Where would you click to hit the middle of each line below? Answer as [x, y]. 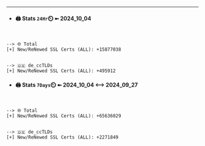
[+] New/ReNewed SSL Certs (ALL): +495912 [61, 71]
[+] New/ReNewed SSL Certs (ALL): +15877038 [64, 49]
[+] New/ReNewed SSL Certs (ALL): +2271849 [63, 137]
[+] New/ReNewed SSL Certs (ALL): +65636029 [64, 116]
